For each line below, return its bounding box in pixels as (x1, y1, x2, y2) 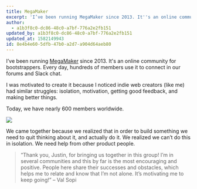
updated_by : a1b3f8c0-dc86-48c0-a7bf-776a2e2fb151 (6, 31, 133, 36)
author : (6, 19, 25, 25)
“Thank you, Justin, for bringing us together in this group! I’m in (20, 151, 174, 158)
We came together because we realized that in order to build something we (6, 127, 188, 134)
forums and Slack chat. (6, 70, 62, 77)
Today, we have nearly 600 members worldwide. (6, 105, 124, 112)
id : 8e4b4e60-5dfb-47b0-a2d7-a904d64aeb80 (6, 42, 111, 48)
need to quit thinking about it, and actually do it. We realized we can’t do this (6, 133, 191, 141)
